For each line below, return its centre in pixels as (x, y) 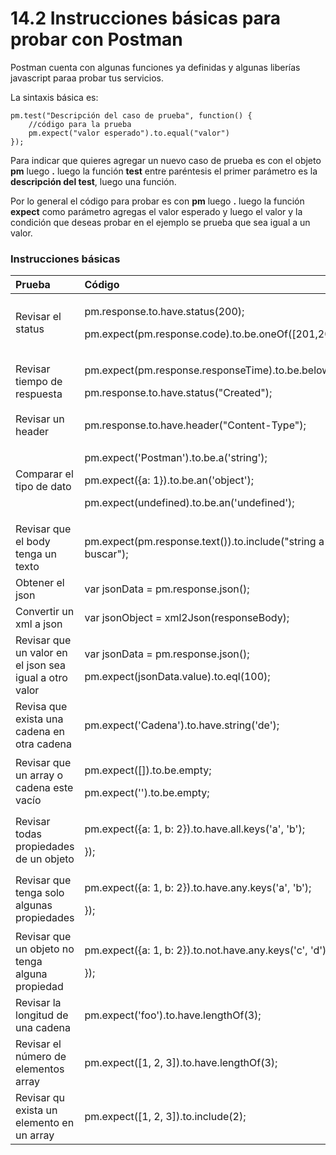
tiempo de (39, 382)
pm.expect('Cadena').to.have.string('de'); (182, 725)
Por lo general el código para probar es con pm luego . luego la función (157, 201)
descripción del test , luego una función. (93, 181)
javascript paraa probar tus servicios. (87, 78)
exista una (39, 719)
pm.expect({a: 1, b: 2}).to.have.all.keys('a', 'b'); (194, 829)
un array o (39, 775)
